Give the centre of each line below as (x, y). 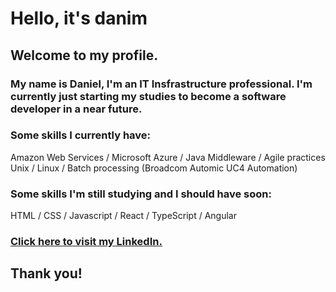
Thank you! (46, 273)
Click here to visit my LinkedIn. (86, 242)
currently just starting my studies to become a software (148, 96)
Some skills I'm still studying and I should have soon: (141, 194)
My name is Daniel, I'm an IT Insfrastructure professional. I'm (161, 84)
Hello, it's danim (79, 18)
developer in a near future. (76, 109)
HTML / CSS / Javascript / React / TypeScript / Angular (123, 216)
